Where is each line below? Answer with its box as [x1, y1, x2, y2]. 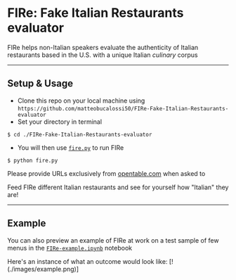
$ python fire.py [7, 157, 58, 164]
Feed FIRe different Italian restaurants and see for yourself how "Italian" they [7, 183, 229, 191]
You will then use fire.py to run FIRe [17, 143, 124, 152]
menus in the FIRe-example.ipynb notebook [7, 243, 132, 252]
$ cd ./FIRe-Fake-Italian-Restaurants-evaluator [7, 131, 152, 138]
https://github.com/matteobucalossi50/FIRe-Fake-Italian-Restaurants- [17, 105, 229, 112]
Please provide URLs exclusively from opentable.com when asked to [7, 169, 206, 177]
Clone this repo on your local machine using [17, 96, 145, 105]
